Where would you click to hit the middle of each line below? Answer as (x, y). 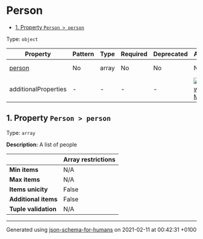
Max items (25, 179)
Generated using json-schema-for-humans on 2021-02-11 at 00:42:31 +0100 (101, 229)
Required (134, 54)
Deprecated (171, 54)
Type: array (21, 133)
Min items (24, 169)
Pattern (83, 54)
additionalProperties (38, 89)
